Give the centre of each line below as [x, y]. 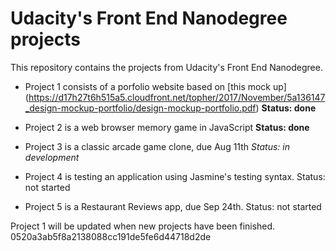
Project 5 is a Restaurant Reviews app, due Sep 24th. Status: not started [173, 206]
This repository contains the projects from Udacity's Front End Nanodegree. [166, 67]
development [52, 157]
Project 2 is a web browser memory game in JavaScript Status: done [167, 127]
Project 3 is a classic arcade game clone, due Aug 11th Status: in [157, 146]
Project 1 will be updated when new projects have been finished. [143, 226]
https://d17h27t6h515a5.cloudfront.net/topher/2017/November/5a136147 [177, 97]
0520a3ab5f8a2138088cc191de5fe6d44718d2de [111, 236]
